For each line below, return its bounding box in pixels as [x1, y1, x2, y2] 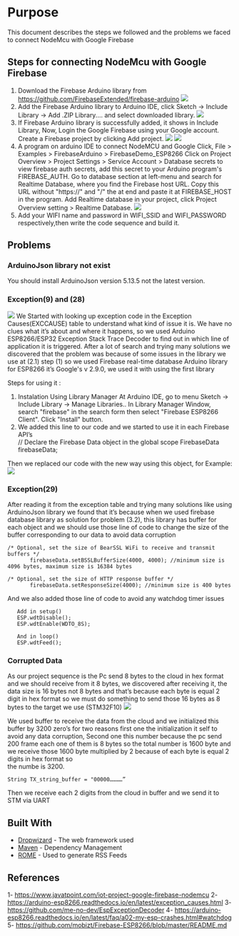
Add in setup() [16, 608, 62, 615]
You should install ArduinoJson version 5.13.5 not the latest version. [7, 277, 205, 285]
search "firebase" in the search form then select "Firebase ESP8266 [17, 407, 219, 416]
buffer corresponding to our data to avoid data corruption [7, 530, 176, 539]
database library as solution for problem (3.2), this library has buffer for [7, 515, 217, 524]
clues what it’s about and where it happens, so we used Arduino [7, 326, 195, 335]
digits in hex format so [7, 755, 73, 763]
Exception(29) [7, 484, 59, 494]
